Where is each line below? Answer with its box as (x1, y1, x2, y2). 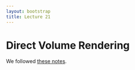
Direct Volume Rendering (6, 39, 130, 52)
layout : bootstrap (6, 8, 51, 14)
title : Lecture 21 (6, 14, 51, 20)
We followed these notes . (6, 58, 67, 65)
